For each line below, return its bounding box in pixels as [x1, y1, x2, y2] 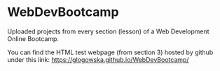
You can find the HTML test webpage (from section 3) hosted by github [7, 48, 214, 56]
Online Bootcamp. [7, 34, 60, 42]
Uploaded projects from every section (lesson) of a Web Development [7, 27, 209, 35]
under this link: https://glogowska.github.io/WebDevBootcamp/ [7, 55, 189, 63]
